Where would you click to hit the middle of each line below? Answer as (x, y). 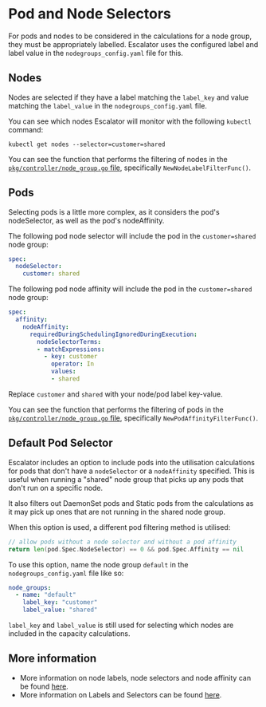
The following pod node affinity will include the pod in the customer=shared (130, 289)
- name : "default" (46, 595)
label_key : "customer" (60, 602)
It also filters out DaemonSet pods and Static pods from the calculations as (131, 503)
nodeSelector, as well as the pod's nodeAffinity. (86, 220)
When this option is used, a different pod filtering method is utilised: (119, 527)
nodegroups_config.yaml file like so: (66, 573)
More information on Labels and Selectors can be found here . (121, 694)
